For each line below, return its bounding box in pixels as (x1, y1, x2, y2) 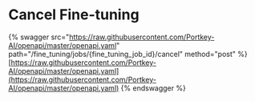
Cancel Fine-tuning (8, 6, 140, 24)
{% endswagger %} (120, 83, 186, 93)
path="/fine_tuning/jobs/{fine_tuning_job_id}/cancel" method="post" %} (8, 49, 248, 59)
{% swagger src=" (8, 32, 70, 42)
